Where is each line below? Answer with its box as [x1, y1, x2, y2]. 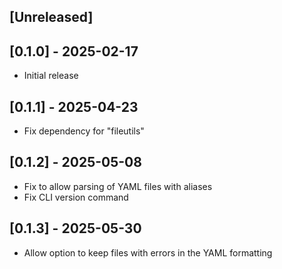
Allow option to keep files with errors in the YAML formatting [23, 246, 273, 259]
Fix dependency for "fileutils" [23, 125, 145, 137]
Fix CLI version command [23, 191, 129, 203]
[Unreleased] [9, 9, 94, 26]
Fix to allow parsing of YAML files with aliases [23, 180, 213, 192]
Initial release [23, 70, 79, 82]
